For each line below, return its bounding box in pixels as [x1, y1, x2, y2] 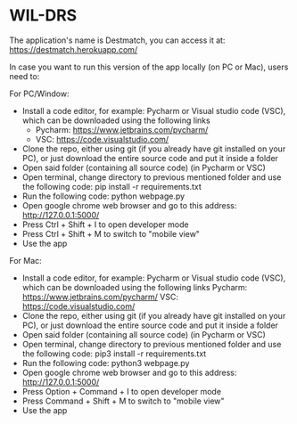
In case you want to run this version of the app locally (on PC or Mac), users [9, 61, 289, 72]
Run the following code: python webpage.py [21, 191, 186, 201]
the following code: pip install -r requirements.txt [21, 181, 202, 192]
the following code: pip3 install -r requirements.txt [21, 348, 207, 359]
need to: [9, 70, 40, 81]
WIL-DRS [9, 5, 78, 26]
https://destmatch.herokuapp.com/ [9, 44, 138, 54]
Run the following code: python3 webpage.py [21, 357, 190, 368]
